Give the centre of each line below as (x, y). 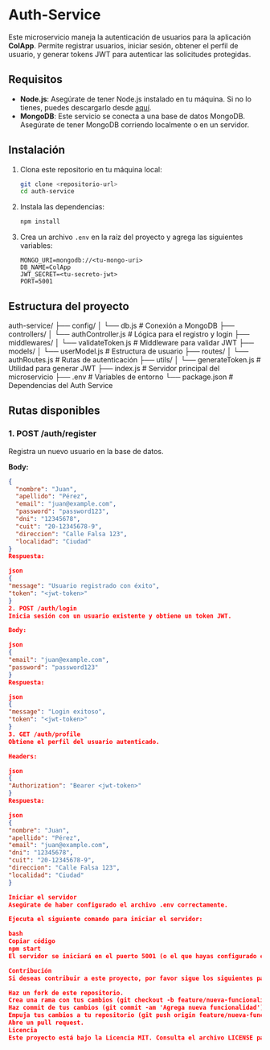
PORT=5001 (37, 282)
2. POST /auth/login (43, 608)
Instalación (37, 150)
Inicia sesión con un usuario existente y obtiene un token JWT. (120, 616)
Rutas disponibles (54, 411)
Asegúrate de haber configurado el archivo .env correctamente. (118, 905)
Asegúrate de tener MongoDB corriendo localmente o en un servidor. (135, 124)
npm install (40, 222)
